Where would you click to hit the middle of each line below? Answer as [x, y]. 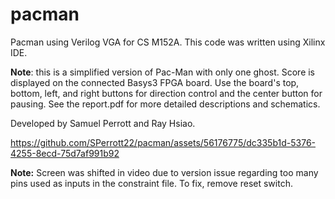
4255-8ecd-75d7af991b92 [65, 153]
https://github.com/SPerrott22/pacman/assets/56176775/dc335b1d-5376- [163, 142]
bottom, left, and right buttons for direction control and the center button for [166, 93]
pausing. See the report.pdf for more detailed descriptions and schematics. [165, 104]
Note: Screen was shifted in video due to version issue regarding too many [164, 172]
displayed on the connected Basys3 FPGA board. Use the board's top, [155, 82]
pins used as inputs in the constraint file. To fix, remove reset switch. [151, 183]
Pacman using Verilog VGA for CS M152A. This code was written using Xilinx [168, 42]
